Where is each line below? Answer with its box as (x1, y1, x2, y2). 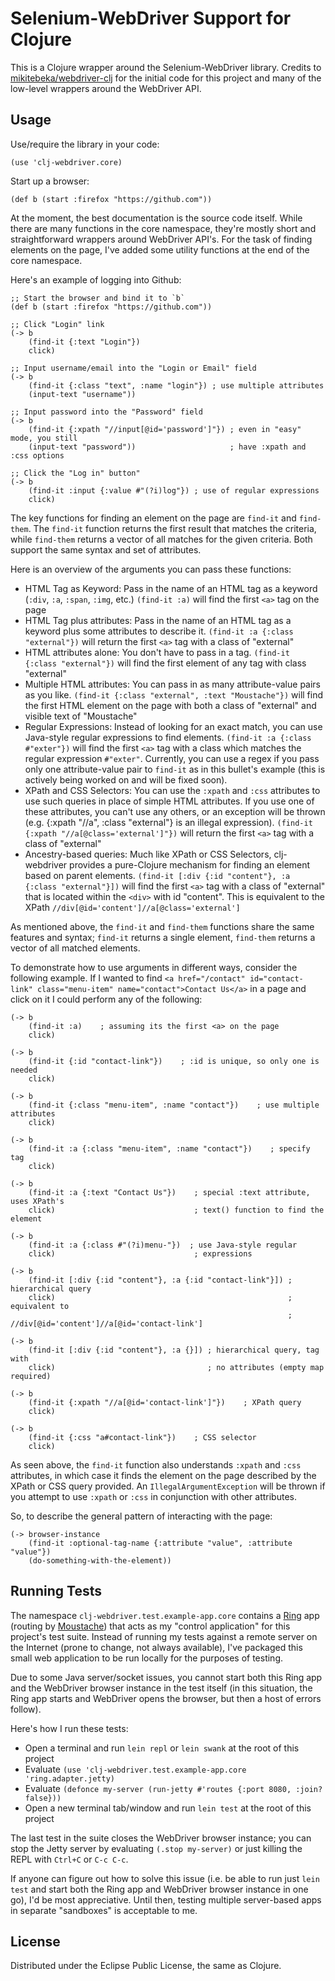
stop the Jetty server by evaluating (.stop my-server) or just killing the (10, 1842, 303, 1854)
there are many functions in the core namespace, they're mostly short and (10, 222, 317, 234)
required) (10, 1371, 52, 1381)
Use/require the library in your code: (10, 138, 160, 150)
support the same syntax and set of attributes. (10, 543, 202, 556)
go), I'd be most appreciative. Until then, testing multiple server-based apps (10, 1893, 322, 1906)
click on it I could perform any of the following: (10, 993, 203, 1005)
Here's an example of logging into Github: (10, 273, 182, 286)
